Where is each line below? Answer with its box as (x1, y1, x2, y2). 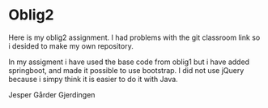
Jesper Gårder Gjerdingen (8, 89, 96, 99)
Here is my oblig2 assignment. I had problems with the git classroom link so (8, 32, 261, 42)
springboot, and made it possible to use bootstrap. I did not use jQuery (8, 65, 245, 75)
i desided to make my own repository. (8, 41, 134, 50)
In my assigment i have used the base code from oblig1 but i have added (8, 57, 249, 67)
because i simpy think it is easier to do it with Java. (8, 74, 178, 84)
